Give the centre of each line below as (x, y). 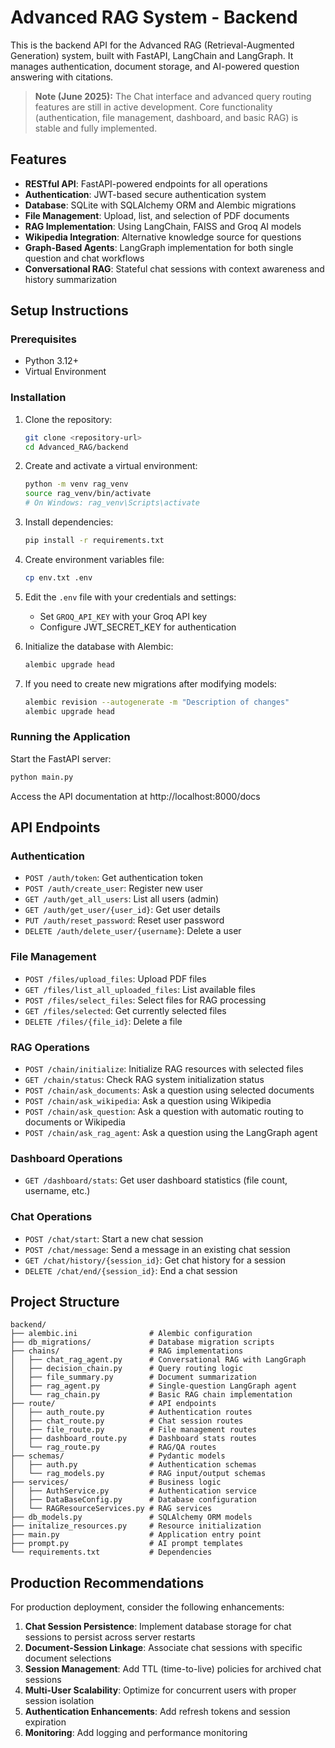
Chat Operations (51, 1217)
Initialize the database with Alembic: (99, 646)
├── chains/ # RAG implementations (127, 1351)
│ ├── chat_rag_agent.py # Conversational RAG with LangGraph (158, 1360)
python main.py (42, 777)
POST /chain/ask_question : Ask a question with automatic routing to (164, 1111)
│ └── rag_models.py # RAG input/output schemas (138, 1474)
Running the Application (70, 737)
